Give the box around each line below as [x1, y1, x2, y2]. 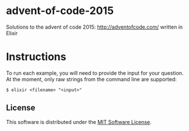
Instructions [6, 50, 66, 64]
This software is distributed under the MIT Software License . [6, 118, 152, 125]
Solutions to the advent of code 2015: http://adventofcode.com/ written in [6, 23, 183, 30]
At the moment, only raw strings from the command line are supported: [6, 75, 177, 82]
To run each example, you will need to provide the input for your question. [6, 69, 184, 77]
